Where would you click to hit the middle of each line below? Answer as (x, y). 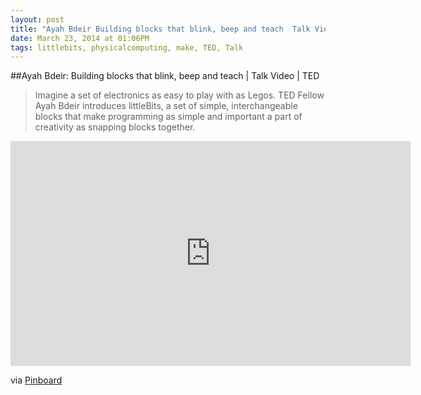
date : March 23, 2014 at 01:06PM (80, 38)
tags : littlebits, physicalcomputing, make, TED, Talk (127, 47)
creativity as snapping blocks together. (115, 127)
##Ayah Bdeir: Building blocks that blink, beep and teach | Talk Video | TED (165, 76)
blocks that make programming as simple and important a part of (168, 117)
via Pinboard (36, 380)
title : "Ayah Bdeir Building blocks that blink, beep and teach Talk (160, 29)
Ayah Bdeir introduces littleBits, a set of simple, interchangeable (166, 106)
